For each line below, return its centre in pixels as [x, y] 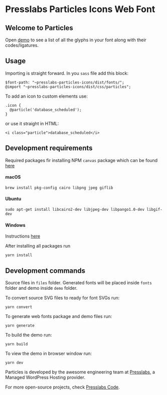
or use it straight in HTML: [32, 123]
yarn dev [14, 363]
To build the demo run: [29, 335]
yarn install [19, 255]
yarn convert [19, 307]
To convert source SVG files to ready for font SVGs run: [62, 298]
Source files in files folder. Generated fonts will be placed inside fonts [78, 283]
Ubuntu [13, 199]
